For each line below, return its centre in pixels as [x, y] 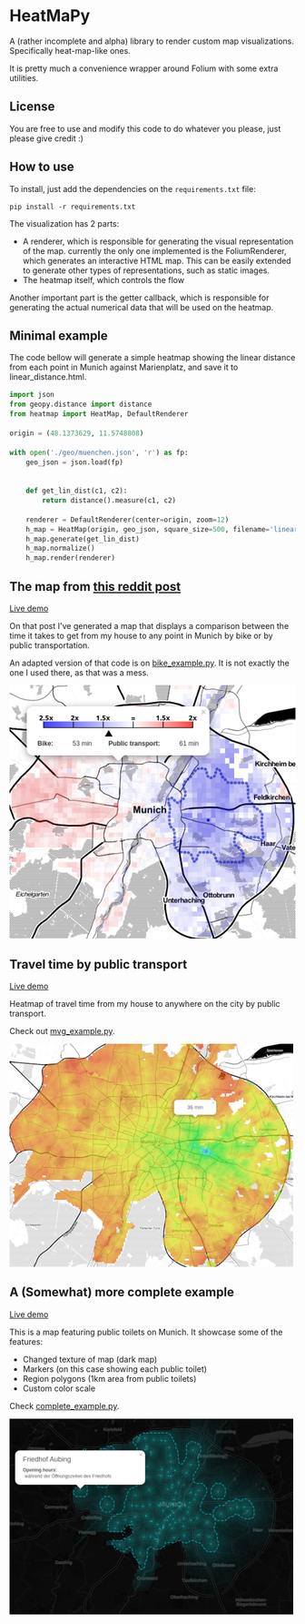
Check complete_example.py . [64, 1406]
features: [26, 1341]
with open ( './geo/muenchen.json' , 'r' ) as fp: [99, 452]
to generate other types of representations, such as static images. [146, 270]
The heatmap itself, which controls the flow [103, 279]
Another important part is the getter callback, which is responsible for [139, 298]
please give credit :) [47, 138]
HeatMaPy [50, 16]
